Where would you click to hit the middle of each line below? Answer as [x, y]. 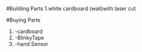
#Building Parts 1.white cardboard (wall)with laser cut [71, 9]
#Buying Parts [23, 20]
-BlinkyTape [29, 38]
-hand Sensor [31, 44]
